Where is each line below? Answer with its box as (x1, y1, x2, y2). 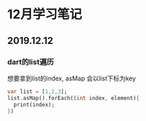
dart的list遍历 (7, 57, 54, 66)
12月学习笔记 (7, 6, 82, 22)
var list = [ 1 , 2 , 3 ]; (7, 88, 68, 95)
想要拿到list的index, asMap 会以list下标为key (7, 74, 136, 83)
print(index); (13, 101, 55, 108)
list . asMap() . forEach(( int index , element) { (7, 94, 140, 101)
